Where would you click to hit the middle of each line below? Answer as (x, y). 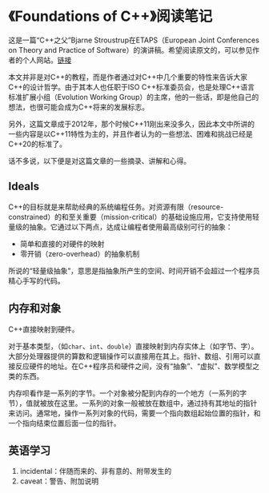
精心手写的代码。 (36, 280)
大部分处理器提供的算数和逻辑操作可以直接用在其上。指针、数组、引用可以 (131, 356)
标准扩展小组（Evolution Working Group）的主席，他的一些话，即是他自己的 (134, 97)
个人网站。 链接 (47, 60)
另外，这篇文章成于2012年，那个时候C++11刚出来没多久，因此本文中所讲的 (131, 124)
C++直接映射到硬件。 (44, 329)
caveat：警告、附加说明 (59, 481)
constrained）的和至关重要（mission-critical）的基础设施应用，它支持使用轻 (134, 217)
